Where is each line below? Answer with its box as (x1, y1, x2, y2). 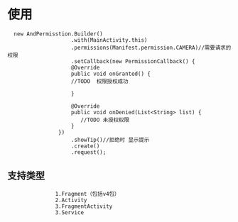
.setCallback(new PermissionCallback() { (70, 57, 195, 65)
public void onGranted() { (70, 70, 151, 77)
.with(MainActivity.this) (70, 36, 148, 43)
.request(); (70, 148, 107, 156)
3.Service (55, 209, 84, 216)
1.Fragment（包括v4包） (55, 190, 120, 197)
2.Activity (55, 196, 87, 204)
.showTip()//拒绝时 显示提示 (70, 136, 150, 143)
